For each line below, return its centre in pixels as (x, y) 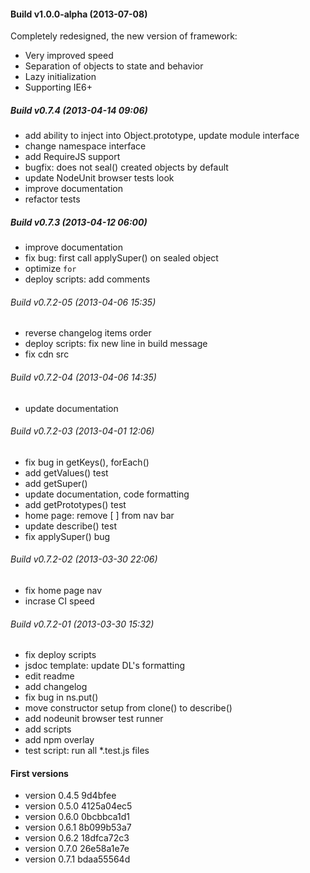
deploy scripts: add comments (87, 279)
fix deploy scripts (60, 655)
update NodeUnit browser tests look (99, 178)
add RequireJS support (72, 157)
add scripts (48, 729)
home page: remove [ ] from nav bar (99, 515)
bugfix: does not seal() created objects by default (126, 167)
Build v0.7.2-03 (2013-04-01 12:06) (82, 431)
